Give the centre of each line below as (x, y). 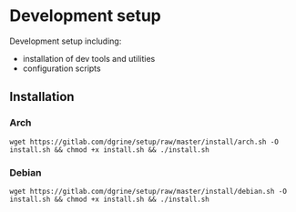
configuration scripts (62, 68)
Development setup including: (66, 41)
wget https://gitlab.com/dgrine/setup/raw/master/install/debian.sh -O (148, 191)
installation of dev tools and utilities (89, 58)
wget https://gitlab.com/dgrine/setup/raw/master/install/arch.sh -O (144, 142)
